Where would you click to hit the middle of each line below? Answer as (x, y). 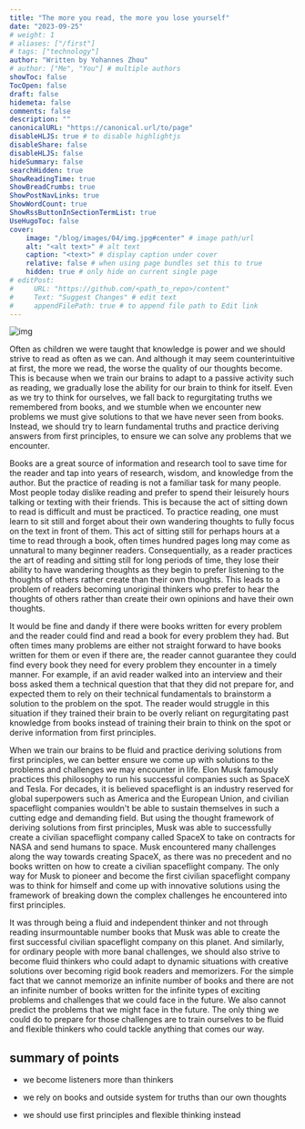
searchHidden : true (46, 170)
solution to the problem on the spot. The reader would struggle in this (140, 704)
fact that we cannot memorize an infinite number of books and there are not (152, 981)
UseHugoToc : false (44, 221)
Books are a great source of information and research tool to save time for (148, 463)
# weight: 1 (32, 35)
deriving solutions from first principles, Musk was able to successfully (141, 828)
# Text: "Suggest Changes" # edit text (93, 297)
